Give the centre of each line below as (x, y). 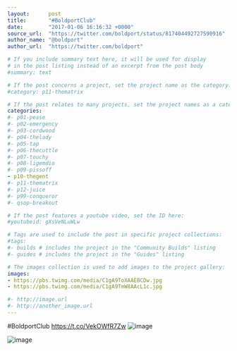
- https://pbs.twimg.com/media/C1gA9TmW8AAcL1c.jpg (85, 287)
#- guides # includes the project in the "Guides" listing (96, 254)
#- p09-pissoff (30, 170)
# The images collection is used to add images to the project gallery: (116, 267)
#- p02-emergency (33, 124)
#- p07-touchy (28, 157)
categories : (25, 111)
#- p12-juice (26, 190)
